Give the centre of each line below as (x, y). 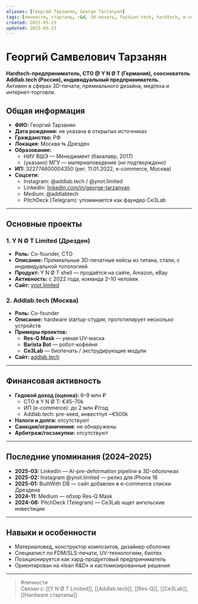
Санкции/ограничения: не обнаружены (65, 426)
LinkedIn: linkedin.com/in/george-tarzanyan (77, 187)
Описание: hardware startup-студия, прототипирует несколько (94, 319)
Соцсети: (27, 175)
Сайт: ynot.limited (37, 285)
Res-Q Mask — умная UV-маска (64, 338)
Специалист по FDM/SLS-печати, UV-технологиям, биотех (88, 553)
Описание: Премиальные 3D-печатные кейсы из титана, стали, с (97, 260)
